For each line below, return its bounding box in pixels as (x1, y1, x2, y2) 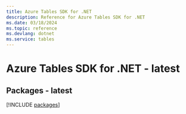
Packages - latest (6, 85, 73, 96)
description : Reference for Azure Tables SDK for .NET (6, 14, 145, 20)
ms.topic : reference (6, 25, 58, 31)
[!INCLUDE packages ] (6, 102, 60, 108)
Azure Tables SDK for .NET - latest (6, 62, 180, 75)
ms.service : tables (6, 36, 55, 42)
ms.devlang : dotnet (6, 31, 55, 37)
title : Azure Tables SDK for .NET (6, 8, 92, 15)
